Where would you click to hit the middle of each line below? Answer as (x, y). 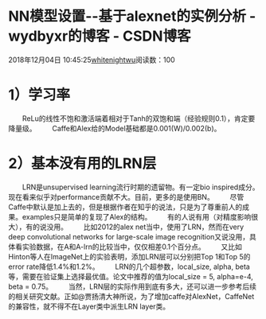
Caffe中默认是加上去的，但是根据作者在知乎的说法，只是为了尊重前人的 (125, 207)
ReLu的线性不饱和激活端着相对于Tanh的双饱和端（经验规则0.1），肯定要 (139, 118)
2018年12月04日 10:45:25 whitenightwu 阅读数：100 (92, 60)
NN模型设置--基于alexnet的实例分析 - (132, 16)
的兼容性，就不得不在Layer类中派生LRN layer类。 (89, 306)
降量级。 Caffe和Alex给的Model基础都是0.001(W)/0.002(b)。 (115, 128)
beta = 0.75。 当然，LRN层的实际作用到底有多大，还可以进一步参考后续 (133, 286)
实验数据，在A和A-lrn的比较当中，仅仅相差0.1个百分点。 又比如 (132, 247)
